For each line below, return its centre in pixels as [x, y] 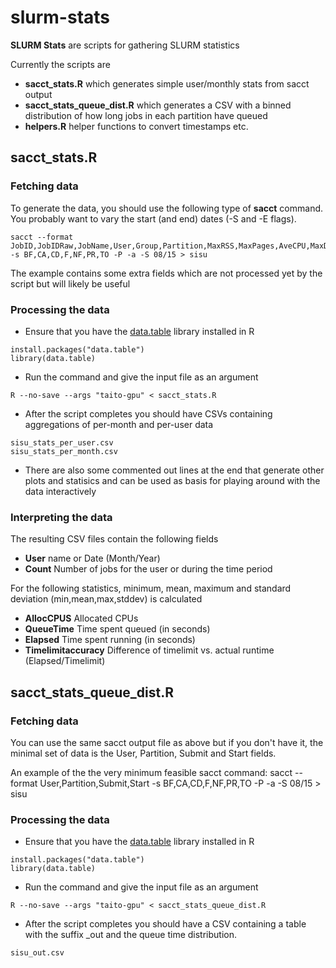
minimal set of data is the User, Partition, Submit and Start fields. [143, 753]
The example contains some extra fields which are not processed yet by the [166, 273]
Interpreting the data [61, 517]
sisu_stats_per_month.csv [64, 451]
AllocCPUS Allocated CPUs [81, 618]
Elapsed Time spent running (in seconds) [110, 640]
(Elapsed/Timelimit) [65, 661]
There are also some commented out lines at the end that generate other [174, 470]
